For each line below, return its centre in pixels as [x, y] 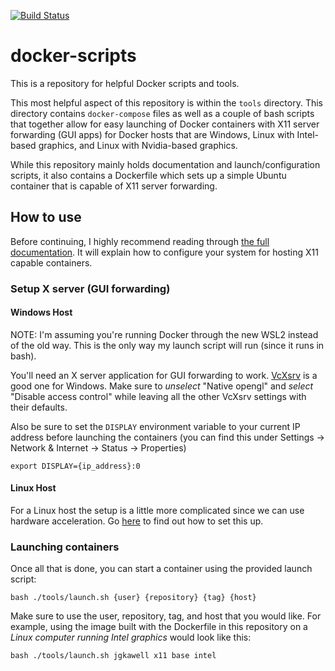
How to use [46, 217]
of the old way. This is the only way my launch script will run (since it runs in [167, 345]
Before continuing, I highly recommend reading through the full [140, 241]
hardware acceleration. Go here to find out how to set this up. [137, 521]
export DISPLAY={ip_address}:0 [75, 466]
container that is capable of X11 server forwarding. [114, 186]
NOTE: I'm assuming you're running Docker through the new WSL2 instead [164, 334]
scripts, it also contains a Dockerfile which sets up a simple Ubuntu [148, 175]
